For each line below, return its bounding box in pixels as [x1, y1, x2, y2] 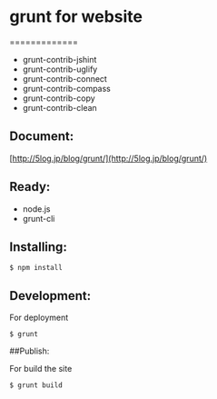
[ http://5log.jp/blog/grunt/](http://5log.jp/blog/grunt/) [9, 153, 208, 164]
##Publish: [9, 345, 50, 356]
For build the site [9, 364, 73, 374]
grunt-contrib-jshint [22, 54, 97, 65]
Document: [9, 129, 74, 145]
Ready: [9, 179, 51, 195]
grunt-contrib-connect [22, 73, 107, 84]
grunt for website [9, 6, 143, 27]
